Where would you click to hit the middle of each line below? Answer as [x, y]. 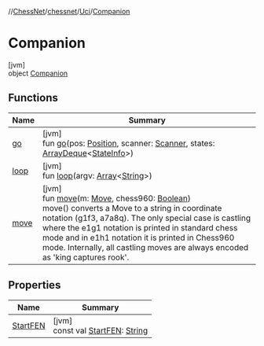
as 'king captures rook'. [86, 257]
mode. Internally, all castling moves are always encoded [145, 247]
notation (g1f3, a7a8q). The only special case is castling [147, 218]
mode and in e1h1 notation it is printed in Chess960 [138, 237]
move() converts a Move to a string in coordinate [132, 208]
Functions [33, 98]
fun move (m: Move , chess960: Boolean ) [116, 198]
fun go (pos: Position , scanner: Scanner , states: [128, 143]
